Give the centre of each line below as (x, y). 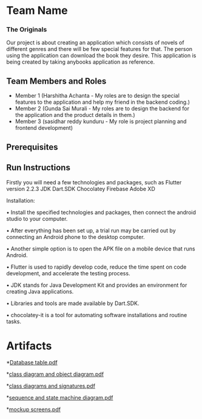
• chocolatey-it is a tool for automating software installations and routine (97, 315)
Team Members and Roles (56, 81)
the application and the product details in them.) (75, 115)
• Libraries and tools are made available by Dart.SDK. (73, 303)
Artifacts (29, 346)
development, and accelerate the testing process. (68, 273)
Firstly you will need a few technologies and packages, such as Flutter (94, 182)
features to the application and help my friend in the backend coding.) (102, 102)
